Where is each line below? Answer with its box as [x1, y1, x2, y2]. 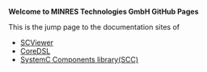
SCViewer [19, 38, 54, 47]
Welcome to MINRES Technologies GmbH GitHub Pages [8, 7, 200, 16]
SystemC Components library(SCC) [19, 55, 139, 64]
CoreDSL [19, 46, 51, 55]
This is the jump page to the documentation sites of [8, 22, 180, 31]
